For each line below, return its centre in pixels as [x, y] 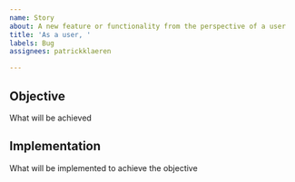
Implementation [55, 146]
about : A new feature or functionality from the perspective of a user [147, 26]
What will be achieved [51, 118]
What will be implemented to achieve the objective [103, 168]
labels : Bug [32, 43]
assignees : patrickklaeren [60, 52]
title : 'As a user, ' [50, 34]
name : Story [32, 18]
